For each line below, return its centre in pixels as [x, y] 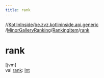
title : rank [18, 10]
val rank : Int [18, 70]
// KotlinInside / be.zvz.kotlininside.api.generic [52, 24]
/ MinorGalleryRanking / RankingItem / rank [47, 30]
